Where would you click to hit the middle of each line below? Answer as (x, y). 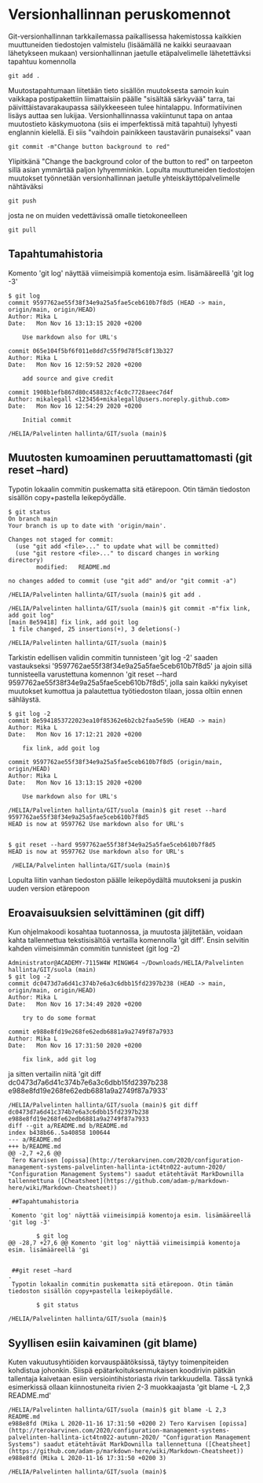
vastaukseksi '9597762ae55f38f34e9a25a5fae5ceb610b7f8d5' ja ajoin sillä (130, 665)
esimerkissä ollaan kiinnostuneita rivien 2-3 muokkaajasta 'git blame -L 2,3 (129, 1387)
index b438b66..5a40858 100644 (59, 1133)
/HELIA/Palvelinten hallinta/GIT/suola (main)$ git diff (103, 1105)
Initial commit (47, 420)
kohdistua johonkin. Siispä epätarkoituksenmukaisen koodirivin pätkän (122, 1370)
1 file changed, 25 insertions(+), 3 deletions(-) (96, 629)
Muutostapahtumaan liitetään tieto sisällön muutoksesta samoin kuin (119, 90)
